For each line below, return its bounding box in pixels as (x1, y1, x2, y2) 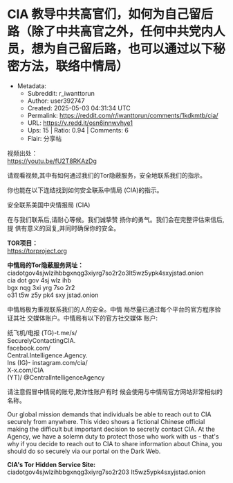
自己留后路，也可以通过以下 (55, 41, 214, 57)
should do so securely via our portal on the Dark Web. (7, 447, 161, 455)
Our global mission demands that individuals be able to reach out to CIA (7, 410, 212, 418)
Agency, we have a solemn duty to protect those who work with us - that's (7, 432, 219, 441)
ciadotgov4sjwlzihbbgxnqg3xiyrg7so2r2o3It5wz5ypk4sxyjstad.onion (7, 269, 204, 277)
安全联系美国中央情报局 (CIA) (7, 201, 91, 209)
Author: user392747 (27, 96, 85, 105)
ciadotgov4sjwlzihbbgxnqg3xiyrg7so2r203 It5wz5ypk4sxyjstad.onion (7, 468, 206, 476)
